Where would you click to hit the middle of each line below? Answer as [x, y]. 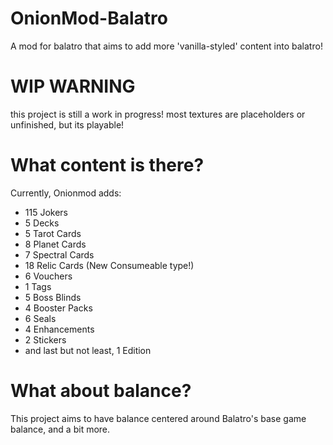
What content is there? [107, 165]
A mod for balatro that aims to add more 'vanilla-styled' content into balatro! [166, 46]
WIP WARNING [73, 86]
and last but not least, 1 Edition [88, 350]
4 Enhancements [59, 329]
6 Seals [40, 318]
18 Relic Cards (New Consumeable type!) [109, 265]
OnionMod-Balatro [89, 18]
